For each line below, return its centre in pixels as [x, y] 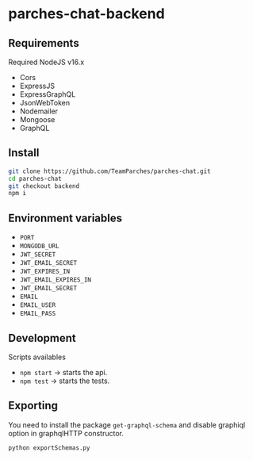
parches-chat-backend [86, 14]
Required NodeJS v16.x [46, 62]
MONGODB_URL [39, 247]
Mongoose [37, 119]
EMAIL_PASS [38, 314]
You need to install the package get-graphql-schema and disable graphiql [127, 424]
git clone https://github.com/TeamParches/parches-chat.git [110, 171]
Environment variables [65, 218]
